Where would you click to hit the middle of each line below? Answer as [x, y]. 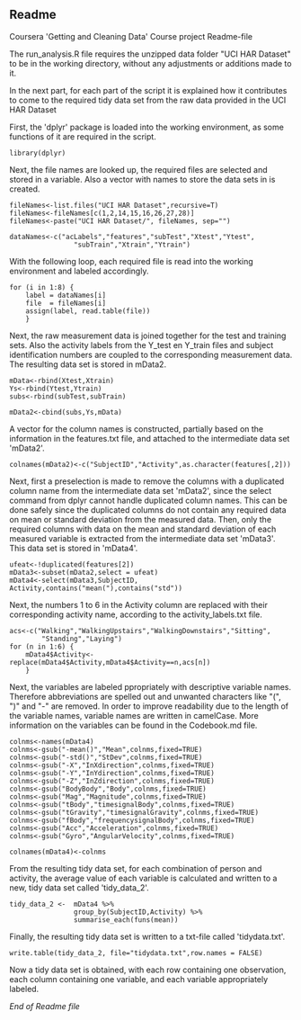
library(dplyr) [38, 153]
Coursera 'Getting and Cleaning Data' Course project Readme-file [131, 36]
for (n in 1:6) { [42, 647]
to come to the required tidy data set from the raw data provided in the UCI [148, 100]
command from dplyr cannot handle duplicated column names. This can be [148, 500]
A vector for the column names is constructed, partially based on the [136, 429]
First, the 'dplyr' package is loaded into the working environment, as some [147, 127]
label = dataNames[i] [66, 295]
